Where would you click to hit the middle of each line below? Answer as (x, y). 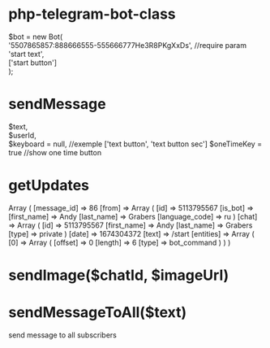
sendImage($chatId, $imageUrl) (119, 275)
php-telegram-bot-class (92, 14)
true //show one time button (55, 152)
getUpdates (49, 186)
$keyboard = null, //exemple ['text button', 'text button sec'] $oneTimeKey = (135, 144)
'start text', (26, 54)
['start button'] (33, 63)
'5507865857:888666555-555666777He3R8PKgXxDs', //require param (128, 45)
